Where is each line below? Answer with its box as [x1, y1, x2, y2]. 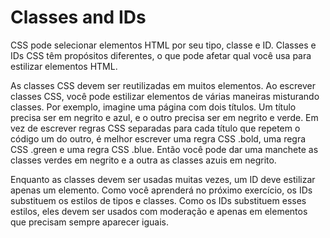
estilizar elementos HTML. [10, 60, 118, 72]
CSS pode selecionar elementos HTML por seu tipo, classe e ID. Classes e [10, 39, 317, 51]
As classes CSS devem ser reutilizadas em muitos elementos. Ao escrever [10, 79, 316, 91]
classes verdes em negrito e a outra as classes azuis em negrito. [10, 154, 277, 166]
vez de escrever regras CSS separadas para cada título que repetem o [10, 122, 301, 134]
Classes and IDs [10, 6, 147, 29]
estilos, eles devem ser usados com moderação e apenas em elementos [10, 205, 308, 217]
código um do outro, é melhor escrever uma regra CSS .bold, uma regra [10, 132, 307, 145]
